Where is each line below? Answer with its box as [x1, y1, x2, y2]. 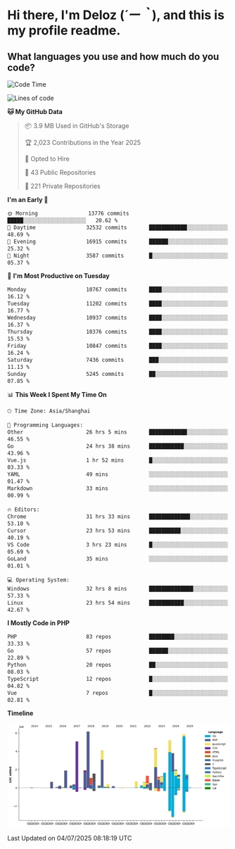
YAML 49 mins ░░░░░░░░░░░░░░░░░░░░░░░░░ [7, 471, 229, 478]
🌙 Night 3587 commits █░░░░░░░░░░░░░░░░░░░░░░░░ [7, 252, 229, 259]
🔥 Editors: [7, 506, 40, 513]
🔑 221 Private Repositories [24, 182, 101, 190]
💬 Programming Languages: [7, 422, 83, 429]
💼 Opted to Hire [24, 155, 70, 163]
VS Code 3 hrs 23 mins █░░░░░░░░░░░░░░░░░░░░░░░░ [7, 541, 229, 548]
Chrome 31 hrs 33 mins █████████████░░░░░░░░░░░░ [7, 513, 229, 520]
